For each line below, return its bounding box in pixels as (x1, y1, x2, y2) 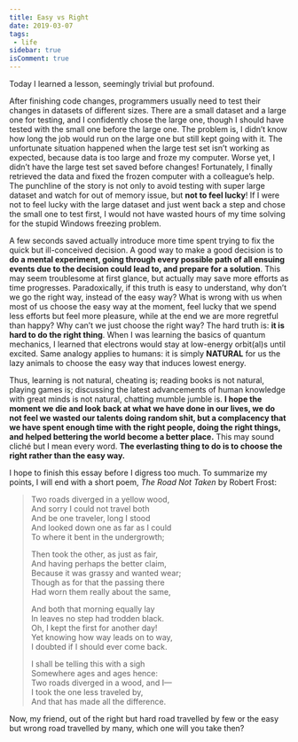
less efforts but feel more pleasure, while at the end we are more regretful (9, 311, 279, 321)
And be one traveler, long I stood (30, 513, 151, 523)
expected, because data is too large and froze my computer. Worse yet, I (9, 152, 275, 162)
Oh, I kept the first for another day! (30, 622, 158, 633)
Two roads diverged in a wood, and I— (30, 677, 173, 688)
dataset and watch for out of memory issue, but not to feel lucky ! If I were (9, 190, 280, 200)
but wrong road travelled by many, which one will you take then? (9, 723, 245, 733)
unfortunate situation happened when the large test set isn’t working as (9, 143, 271, 153)
